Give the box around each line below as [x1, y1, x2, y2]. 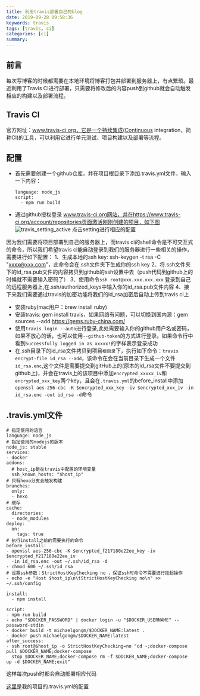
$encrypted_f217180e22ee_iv [6, 553, 76, 559]
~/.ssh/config [6, 581, 42, 587]
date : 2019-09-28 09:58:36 [6, 14, 73, 20]
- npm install [11, 596, 46, 602]
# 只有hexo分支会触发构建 [6, 478, 62, 484]
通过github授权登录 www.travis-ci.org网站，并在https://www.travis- [14, 211, 181, 218]
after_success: [6, 638, 44, 644]
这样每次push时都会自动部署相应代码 [6, 670, 97, 677]
